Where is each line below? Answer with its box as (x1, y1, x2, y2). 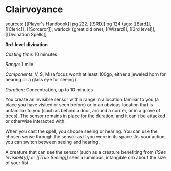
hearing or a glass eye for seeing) (5, 76, 77, 82)
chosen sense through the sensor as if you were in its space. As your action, (5, 133, 166, 139)
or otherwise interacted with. (5, 118, 66, 124)
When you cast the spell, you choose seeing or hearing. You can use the (5, 128, 158, 134)
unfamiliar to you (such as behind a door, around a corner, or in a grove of (5, 107, 161, 113)
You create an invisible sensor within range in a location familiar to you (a (5, 96, 159, 102)
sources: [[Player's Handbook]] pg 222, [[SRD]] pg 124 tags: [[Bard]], (5, 20, 152, 27)
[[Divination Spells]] (5, 31, 47, 37)
